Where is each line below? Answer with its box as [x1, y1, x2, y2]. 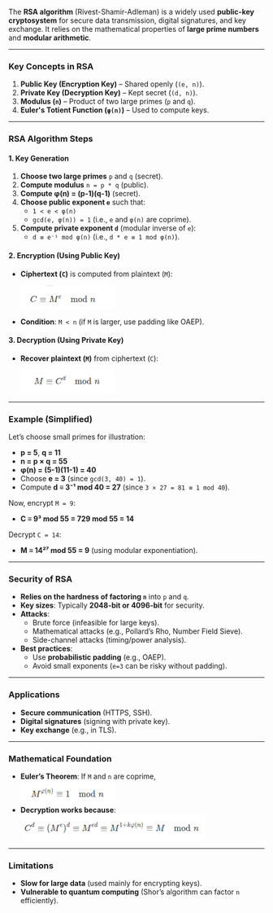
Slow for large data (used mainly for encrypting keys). [19, 879, 202, 889]
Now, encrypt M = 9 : [8, 498, 76, 508]
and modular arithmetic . [8, 33, 92, 42]
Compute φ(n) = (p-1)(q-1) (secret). [19, 189, 141, 199]
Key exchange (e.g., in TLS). [19, 725, 117, 735]
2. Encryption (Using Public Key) [8, 251, 120, 261]
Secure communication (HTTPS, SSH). [19, 708, 153, 718]
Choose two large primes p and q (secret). [19, 171, 164, 182]
